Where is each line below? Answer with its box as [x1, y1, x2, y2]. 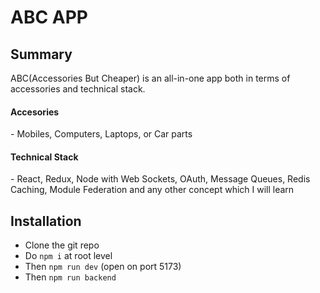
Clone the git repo [24, 239, 100, 251]
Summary [10, 46, 73, 63]
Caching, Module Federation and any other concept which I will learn [10, 184, 295, 196]
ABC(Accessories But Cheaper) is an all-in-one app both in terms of [10, 72, 291, 84]
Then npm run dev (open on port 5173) [24, 261, 182, 273]
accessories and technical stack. [10, 83, 146, 95]
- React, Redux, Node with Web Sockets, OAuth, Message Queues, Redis [10, 173, 311, 185]
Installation [10, 212, 82, 230]
